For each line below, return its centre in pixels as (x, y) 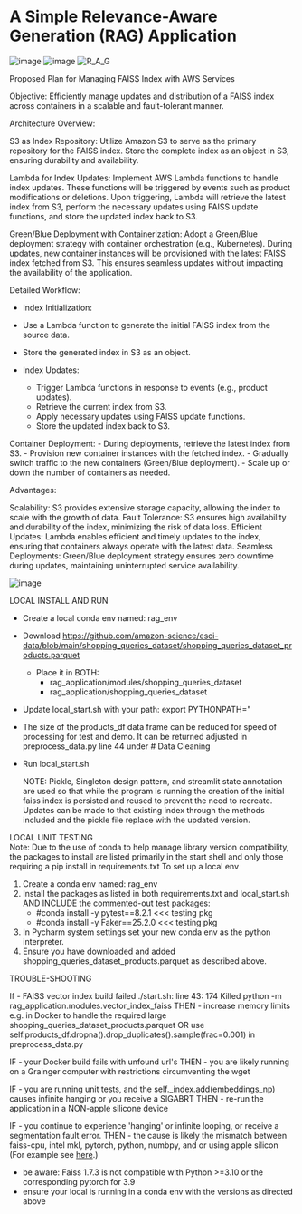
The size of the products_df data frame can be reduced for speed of (150, 726)
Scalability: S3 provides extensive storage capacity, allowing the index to (145, 507)
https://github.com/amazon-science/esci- (141, 636)
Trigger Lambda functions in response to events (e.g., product (152, 387)
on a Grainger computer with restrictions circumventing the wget (130, 1071)
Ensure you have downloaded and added (99, 951)
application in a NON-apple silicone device (89, 1108)
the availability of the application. (71, 272)
